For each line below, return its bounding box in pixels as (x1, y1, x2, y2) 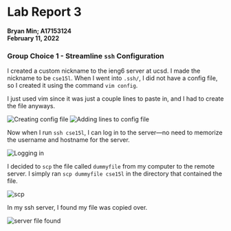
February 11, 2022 (7, 34, 60, 42)
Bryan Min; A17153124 (7, 27, 72, 35)
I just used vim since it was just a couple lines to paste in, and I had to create (7, 95, 224, 103)
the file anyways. (7, 102, 56, 110)
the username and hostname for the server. (7, 136, 131, 144)
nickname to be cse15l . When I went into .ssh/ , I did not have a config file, (7, 74, 218, 82)
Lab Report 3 (7, 4, 82, 20)
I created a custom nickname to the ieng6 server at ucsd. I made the (7, 66, 201, 75)
